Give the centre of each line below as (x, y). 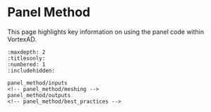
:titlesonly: (26, 58)
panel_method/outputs (39, 95)
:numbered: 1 (26, 64)
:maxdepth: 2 (26, 52)
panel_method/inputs (38, 83)
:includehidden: (31, 70)
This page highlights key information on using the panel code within (106, 32)
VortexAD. (22, 39)
